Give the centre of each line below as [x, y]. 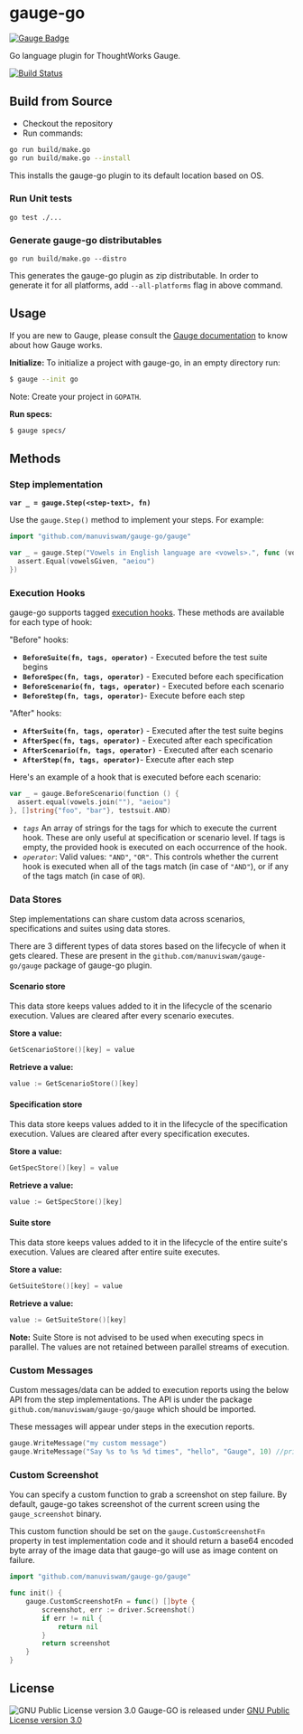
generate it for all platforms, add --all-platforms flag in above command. [146, 285]
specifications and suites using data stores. [90, 929]
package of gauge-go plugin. [98, 965]
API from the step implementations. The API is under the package [131, 1399]
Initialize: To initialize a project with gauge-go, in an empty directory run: [145, 362]
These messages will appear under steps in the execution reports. [132, 1426]
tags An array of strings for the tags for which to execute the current [149, 828]
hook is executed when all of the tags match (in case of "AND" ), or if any [155, 866]
